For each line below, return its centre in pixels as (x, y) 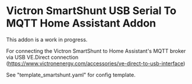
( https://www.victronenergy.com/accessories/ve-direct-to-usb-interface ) (96, 63)
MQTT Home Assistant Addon (81, 23)
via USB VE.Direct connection (42, 57)
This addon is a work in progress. (47, 39)
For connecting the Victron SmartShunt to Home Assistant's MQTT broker (96, 51)
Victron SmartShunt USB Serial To (91, 11)
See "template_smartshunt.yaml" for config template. (71, 75)
